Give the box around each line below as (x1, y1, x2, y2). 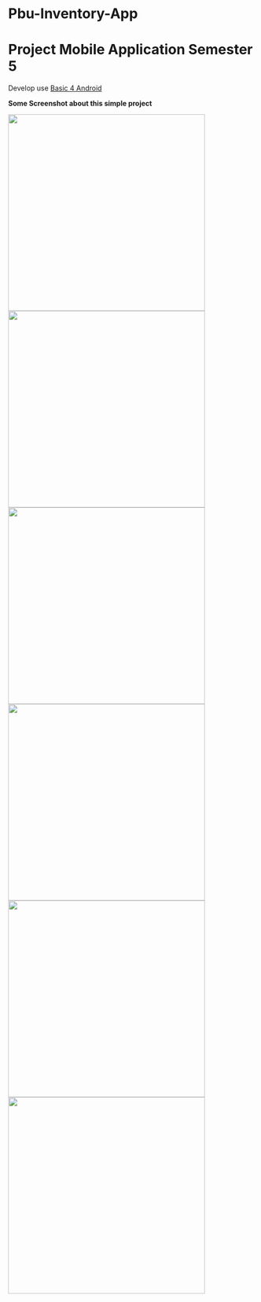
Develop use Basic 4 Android (8, 83, 102, 93)
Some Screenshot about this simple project (8, 99, 153, 108)
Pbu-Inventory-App (8, 5, 138, 23)
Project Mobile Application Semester (8, 41, 253, 59)
